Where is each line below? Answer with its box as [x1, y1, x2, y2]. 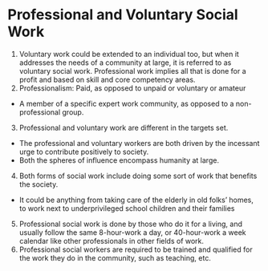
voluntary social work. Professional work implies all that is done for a [18, 66, 246, 75]
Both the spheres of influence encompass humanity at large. [18, 155, 220, 165]
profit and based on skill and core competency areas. [18, 75, 196, 84]
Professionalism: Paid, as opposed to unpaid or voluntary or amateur [18, 83, 246, 93]
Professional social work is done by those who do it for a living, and [18, 219, 242, 229]
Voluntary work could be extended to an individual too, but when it [18, 49, 240, 59]
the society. [18, 179, 59, 189]
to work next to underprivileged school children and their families [18, 203, 235, 213]
